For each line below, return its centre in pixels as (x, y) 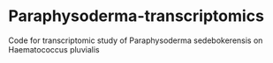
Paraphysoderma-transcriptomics (136, 16)
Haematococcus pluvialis (54, 49)
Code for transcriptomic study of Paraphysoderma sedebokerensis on (136, 40)
